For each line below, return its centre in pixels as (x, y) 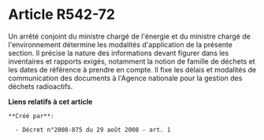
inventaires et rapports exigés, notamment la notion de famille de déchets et (132, 61)
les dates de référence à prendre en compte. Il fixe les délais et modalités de (132, 69)
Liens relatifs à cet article (50, 101)
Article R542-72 (62, 15)
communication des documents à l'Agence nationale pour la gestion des (125, 78)
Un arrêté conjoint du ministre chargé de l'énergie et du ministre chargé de (129, 36)
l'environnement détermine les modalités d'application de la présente (120, 44)
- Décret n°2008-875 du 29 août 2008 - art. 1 (93, 130)
